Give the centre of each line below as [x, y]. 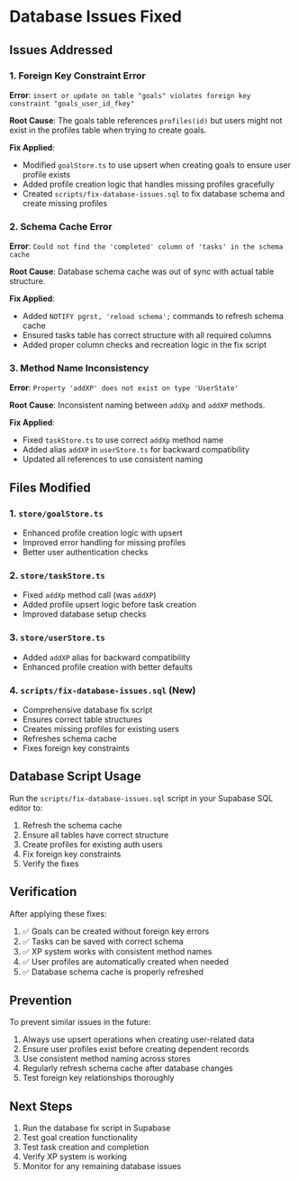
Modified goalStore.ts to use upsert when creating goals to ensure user [156, 165]
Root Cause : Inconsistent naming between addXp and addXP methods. [137, 405]
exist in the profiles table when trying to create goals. [108, 130]
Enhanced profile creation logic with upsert [102, 533]
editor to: [26, 808]
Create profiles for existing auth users [93, 844]
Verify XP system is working [75, 1157]
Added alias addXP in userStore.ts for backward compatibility [136, 450]
